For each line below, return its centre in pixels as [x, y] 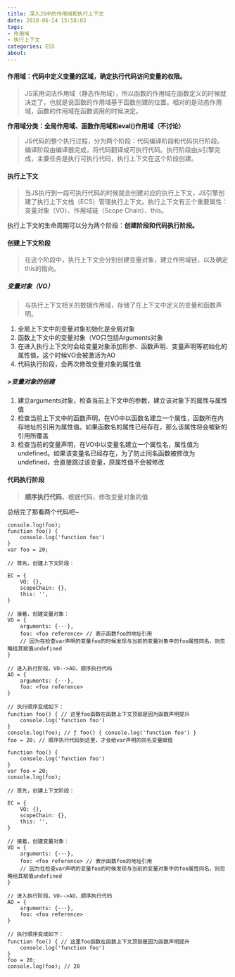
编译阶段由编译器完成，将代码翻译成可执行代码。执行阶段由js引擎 [119, 150]
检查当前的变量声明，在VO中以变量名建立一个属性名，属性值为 [108, 445]
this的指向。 [42, 269]
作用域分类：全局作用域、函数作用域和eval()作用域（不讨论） [96, 126]
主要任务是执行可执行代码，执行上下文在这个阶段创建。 [117, 158]
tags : [15, 27]
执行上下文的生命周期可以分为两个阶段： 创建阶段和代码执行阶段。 [103, 225]
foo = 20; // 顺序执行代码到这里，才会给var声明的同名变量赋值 [90, 740]
